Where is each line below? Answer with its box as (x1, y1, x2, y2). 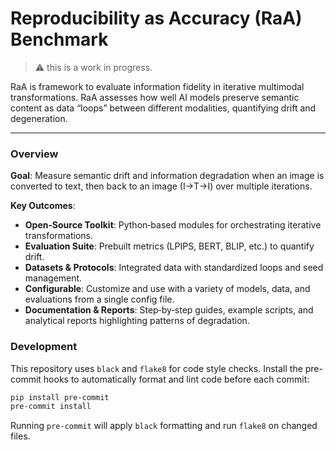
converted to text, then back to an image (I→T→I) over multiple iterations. (10, 180, 313, 192)
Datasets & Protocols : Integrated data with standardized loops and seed (24, 262, 324, 274)
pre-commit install (10, 402, 92, 412)
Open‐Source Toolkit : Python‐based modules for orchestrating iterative (24, 219, 322, 231)
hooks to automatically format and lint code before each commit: (43, 373, 310, 385)
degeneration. (10, 112, 68, 124)
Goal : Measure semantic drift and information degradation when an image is (10, 170, 325, 182)
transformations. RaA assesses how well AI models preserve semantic (10, 91, 300, 103)
